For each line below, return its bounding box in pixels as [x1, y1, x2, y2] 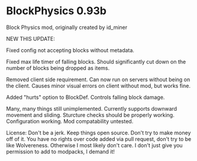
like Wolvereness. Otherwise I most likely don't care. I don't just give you [6, 141, 183, 149]
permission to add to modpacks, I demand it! [6, 148, 115, 155]
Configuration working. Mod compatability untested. [6, 117, 134, 125]
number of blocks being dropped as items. [6, 64, 110, 72]
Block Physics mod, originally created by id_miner [6, 24, 128, 31]
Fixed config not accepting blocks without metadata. [6, 46, 135, 54]
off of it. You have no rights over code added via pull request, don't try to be [6, 135, 192, 143]
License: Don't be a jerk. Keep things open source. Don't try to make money [6, 129, 191, 136]
